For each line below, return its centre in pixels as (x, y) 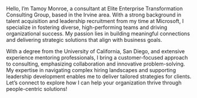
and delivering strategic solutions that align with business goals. (84, 40)
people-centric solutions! (37, 89)
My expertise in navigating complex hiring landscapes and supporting (91, 70)
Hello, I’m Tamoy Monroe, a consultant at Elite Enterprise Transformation (95, 9)
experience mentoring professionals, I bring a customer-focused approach (97, 58)
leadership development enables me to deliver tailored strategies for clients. (99, 76)
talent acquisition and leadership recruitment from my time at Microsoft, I (95, 21)
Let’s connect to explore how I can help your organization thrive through (94, 83)
